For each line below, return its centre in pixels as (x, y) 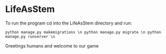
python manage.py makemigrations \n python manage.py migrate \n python (83, 32)
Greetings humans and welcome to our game (52, 45)
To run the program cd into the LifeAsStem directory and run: (69, 23)
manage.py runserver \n (30, 36)
